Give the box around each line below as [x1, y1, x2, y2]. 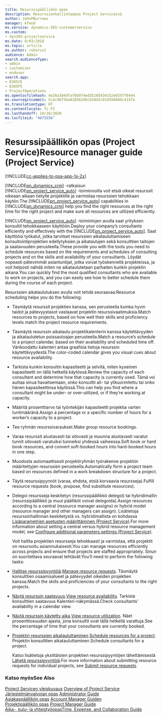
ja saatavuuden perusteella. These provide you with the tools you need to [5, 243, 150, 249]
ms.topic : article [5, 43, 42, 48]
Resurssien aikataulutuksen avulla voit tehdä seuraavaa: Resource [5, 289, 135, 295]
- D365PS [5, 84, 23, 89]
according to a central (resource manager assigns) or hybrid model [12, 503, 146, 509]
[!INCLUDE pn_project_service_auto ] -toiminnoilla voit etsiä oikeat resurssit [5, 188, 153, 193]
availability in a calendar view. [12, 603, 72, 609]
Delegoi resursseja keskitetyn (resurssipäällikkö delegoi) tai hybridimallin [12, 493, 157, 498]
